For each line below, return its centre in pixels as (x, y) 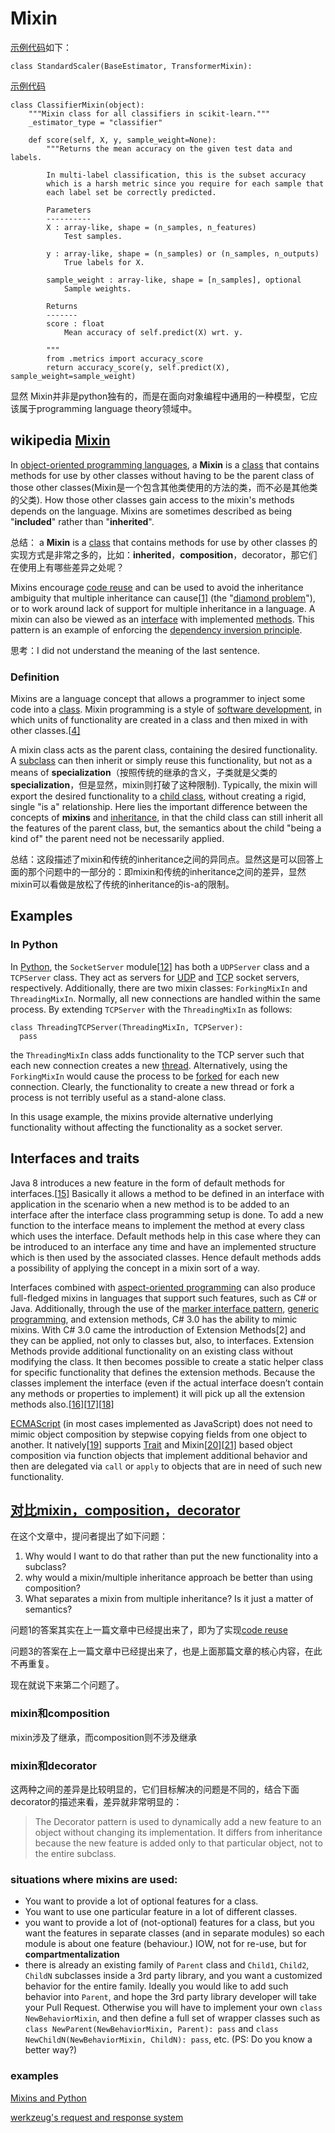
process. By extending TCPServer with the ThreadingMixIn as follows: (151, 1009)
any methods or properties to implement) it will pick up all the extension (157, 1393)
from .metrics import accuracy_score (124, 358)
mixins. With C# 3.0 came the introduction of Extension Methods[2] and (158, 1329)
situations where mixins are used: (94, 1879)
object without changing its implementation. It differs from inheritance (178, 1832)
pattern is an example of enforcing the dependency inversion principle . (156, 629)
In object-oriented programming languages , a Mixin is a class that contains (165, 464)
